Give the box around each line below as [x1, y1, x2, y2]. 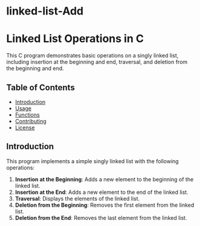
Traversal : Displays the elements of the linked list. [15, 195, 140, 202]
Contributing [15, 117, 47, 124]
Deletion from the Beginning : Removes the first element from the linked [15, 201, 195, 208]
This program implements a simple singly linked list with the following [6, 157, 179, 164]
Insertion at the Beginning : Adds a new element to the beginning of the [15, 175, 194, 182]
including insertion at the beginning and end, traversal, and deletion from [6, 59, 188, 66]
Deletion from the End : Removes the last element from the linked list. [15, 214, 187, 221]
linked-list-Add [6, 4, 84, 18]
